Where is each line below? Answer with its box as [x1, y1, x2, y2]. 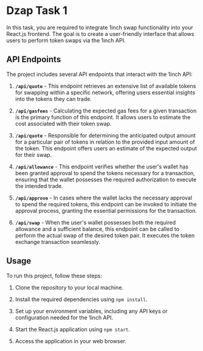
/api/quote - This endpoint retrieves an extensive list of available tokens [15, 82, 196, 89]
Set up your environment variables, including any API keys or [15, 307, 168, 315]
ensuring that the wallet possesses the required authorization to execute [15, 176, 197, 183]
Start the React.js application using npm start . [15, 325, 131, 333]
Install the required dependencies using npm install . [15, 296, 148, 303]
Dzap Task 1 [6, 4, 68, 18]
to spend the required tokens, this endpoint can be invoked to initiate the [15, 200, 197, 207]
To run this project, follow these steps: [6, 272, 102, 279]
